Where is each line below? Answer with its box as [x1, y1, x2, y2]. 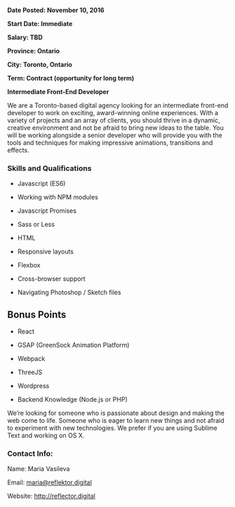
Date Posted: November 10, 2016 [7, 6, 105, 14]
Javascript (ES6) [17, 179, 66, 188]
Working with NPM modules [17, 193, 98, 202]
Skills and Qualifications [7, 163, 92, 173]
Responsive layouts [17, 247, 74, 256]
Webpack [17, 355, 46, 363]
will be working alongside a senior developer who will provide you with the [7, 131, 222, 139]
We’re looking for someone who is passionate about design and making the [7, 409, 224, 417]
